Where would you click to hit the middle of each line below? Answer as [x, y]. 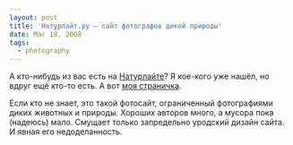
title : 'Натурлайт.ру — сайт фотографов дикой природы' [116, 26]
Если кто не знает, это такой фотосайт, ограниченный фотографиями [141, 103]
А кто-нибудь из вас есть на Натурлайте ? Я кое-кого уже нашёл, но [139, 76]
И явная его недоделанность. [66, 132]
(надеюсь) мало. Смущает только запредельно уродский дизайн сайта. [147, 123]
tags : [19, 43]
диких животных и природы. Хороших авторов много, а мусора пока [142, 113]
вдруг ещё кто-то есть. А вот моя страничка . [95, 86]
